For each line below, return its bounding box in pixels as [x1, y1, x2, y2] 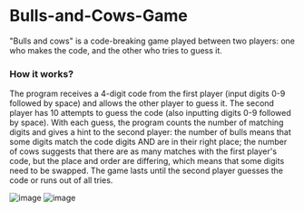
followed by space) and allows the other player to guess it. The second [9, 98, 275, 109]
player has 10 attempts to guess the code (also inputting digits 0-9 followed [9, 108, 292, 119]
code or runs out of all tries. [9, 175, 113, 186]
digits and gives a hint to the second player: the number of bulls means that [9, 127, 292, 138]
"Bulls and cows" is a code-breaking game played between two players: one [9, 35, 295, 46]
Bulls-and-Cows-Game [9, 5, 188, 26]
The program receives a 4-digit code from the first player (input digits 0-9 [9, 88, 286, 100]
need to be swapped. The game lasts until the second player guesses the [9, 165, 284, 177]
